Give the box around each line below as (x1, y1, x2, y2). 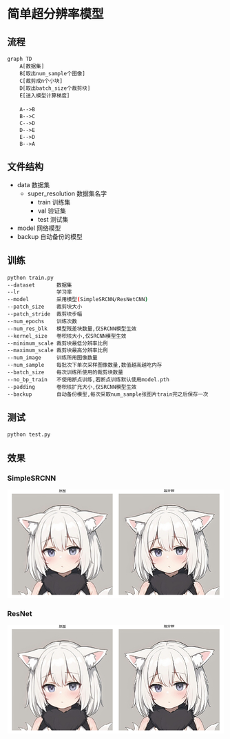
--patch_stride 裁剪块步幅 (7, 311, 83, 318)
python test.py (7, 431, 51, 439)
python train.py (7, 274, 54, 281)
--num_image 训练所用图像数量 (7, 354, 98, 361)
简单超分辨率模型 (7, 6, 105, 22)
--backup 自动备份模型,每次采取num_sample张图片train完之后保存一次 (7, 391, 209, 398)
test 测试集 (37, 215, 69, 223)
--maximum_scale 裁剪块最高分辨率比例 (7, 347, 108, 354)
